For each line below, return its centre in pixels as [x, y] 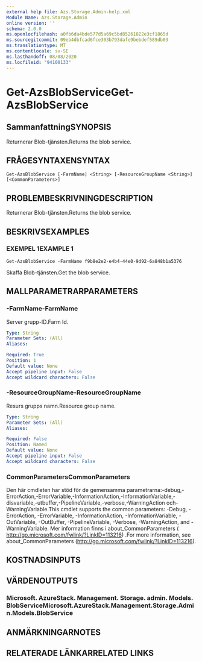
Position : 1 [21, 361]
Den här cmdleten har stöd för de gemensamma [66, 490]
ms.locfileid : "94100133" [39, 62]
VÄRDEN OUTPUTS [42, 580]
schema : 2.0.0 [24, 29]
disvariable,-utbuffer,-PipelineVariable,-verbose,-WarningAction [86, 503]
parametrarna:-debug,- [155, 490]
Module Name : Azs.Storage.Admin [47, 17]
